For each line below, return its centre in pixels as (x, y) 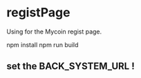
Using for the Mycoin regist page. (54, 31)
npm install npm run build (43, 44)
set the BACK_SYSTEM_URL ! (71, 66)
